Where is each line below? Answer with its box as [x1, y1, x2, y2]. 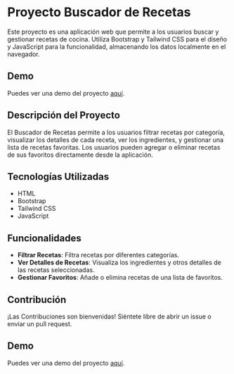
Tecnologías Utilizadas [7, 170, 110, 183]
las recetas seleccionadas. [17, 266, 95, 274]
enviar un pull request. [7, 320, 72, 328]
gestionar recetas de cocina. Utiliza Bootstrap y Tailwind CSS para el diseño [7, 34, 227, 43]
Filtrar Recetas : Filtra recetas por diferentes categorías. [17, 251, 179, 259]
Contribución [7, 293, 67, 306]
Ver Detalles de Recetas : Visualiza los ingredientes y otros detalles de [17, 258, 221, 267]
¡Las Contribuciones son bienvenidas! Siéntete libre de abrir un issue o [7, 312, 212, 321]
